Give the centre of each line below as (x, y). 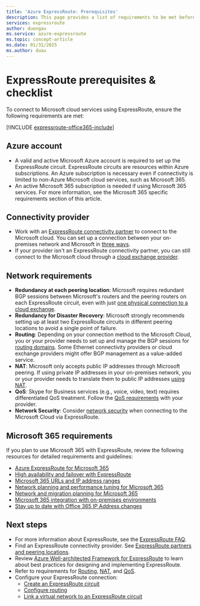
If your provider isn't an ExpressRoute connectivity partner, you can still (102, 251)
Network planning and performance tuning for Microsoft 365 (89, 487)
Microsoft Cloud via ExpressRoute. (57, 417)
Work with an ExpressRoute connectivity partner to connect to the (96, 232)
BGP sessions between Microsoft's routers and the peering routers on (100, 297)
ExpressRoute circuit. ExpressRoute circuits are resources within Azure (102, 167)
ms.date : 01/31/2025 (32, 45)
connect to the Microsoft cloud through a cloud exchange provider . (97, 257)
